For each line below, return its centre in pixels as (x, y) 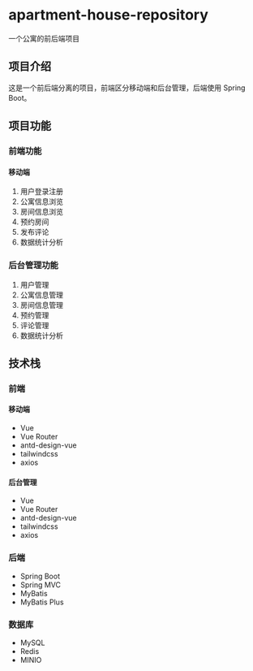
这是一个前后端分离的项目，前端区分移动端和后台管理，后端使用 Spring (127, 88)
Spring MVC (41, 584)
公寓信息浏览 (41, 201)
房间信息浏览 (41, 212)
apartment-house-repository (109, 15)
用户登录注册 (41, 192)
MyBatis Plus (42, 602)
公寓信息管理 (41, 295)
